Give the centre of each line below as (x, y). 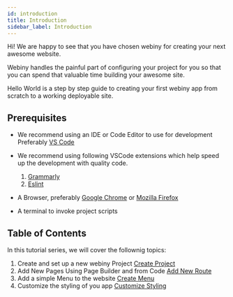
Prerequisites (37, 118)
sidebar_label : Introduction (50, 27)
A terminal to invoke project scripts (67, 211)
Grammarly (44, 177)
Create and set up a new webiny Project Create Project (96, 263)
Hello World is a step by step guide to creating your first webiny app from (113, 89)
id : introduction (32, 14)
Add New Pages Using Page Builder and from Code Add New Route (114, 271)
